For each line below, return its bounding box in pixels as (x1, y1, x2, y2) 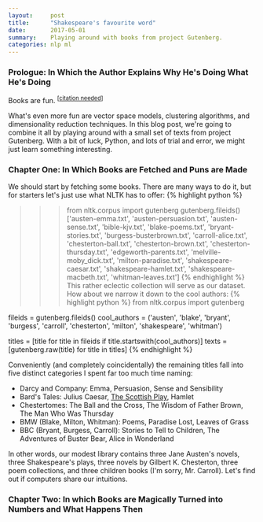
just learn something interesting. (8, 145, 112, 154)
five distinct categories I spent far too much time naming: (8, 368, 193, 378)
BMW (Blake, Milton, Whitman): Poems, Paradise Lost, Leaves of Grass (19, 417, 250, 427)
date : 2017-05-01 (8, 26, 86, 34)
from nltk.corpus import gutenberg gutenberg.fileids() (66, 205, 241, 215)
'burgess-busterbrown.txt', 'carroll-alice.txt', (104, 231, 248, 240)
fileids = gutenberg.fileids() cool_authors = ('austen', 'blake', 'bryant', (8, 313, 232, 323)
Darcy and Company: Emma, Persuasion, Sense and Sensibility (19, 383, 224, 394)
